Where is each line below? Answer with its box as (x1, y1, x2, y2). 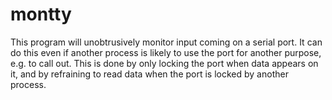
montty (10, 3, 72, 26)
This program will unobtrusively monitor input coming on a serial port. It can (10, 36, 323, 48)
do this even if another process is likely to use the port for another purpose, (10, 46, 322, 58)
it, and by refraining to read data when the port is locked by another (10, 68, 289, 80)
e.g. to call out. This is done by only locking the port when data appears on (10, 57, 319, 69)
